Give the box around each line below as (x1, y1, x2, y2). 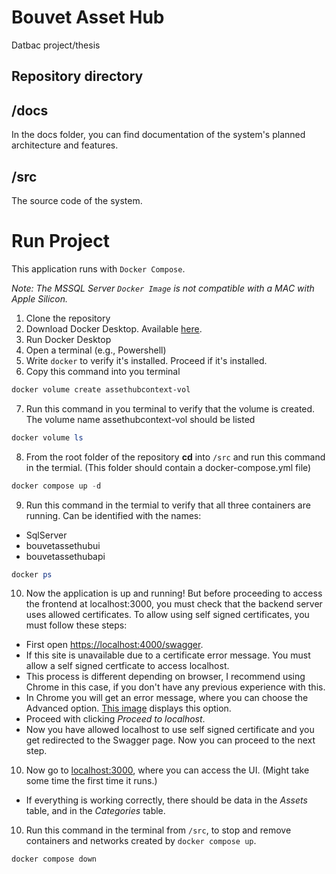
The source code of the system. (11, 194, 143, 206)
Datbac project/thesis (11, 39, 101, 51)
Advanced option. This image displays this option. (25, 702, 232, 715)
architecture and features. (11, 139, 119, 151)
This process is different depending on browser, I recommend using (25, 671, 306, 683)
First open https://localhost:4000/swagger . (25, 639, 204, 651)
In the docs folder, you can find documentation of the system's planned (11, 129, 306, 141)
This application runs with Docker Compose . (11, 262, 186, 275)
